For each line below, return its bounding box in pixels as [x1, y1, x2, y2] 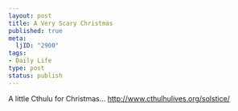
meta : [8, 34, 27, 43]
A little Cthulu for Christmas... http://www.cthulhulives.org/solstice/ [8, 93, 231, 103]
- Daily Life [8, 57, 52, 65]
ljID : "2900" [15, 42, 59, 50]
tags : [8, 49, 27, 57]
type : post [8, 64, 45, 72]
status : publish [8, 72, 63, 80]
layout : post [8, 11, 52, 20]
